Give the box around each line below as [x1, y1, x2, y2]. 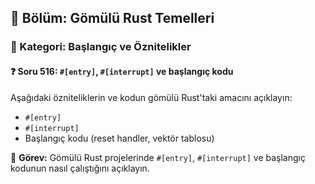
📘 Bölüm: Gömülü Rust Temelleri [10, 10, 215, 27]
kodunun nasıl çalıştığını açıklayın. [10, 162, 150, 174]
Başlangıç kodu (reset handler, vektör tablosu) [24, 132, 215, 144]
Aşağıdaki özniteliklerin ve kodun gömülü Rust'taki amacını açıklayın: [10, 91, 293, 103]
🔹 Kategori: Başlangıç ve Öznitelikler [10, 40, 192, 54]
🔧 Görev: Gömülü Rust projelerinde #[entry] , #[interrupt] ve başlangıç [10, 151, 306, 163]
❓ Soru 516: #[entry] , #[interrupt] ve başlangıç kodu [10, 65, 234, 77]
